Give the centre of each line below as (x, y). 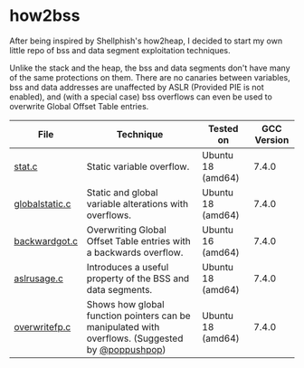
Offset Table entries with (139, 241)
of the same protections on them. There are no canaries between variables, (150, 77)
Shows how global (125, 304)
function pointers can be (139, 316)
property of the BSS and (138, 278)
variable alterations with (137, 203)
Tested (223, 128)
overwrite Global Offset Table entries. (79, 106)
